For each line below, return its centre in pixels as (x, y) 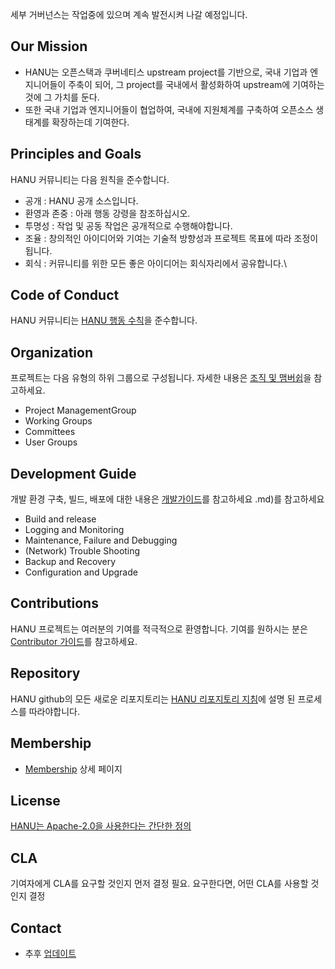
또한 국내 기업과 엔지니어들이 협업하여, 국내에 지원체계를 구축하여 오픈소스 (169, 109)
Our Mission (49, 46)
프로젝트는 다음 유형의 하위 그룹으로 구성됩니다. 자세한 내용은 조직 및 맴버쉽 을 (161, 378)
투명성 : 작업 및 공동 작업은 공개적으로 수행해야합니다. (128, 225)
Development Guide (73, 473)
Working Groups (58, 421)
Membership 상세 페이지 (73, 769)
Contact (36, 928)
